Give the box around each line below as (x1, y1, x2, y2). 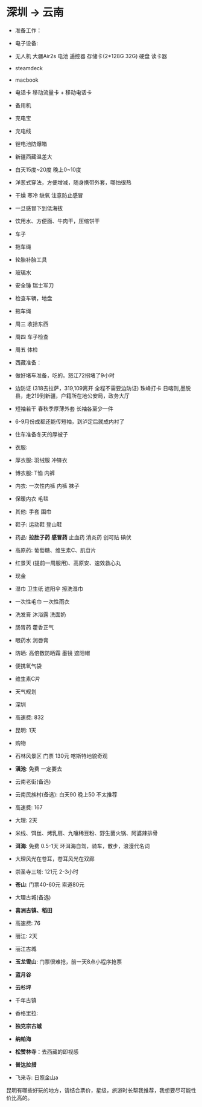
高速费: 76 (14, 919, 41, 927)
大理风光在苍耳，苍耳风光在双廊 (14, 855, 95, 862)
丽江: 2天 (14, 932, 38, 939)
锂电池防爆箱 (14, 140, 47, 147)
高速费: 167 (14, 803, 43, 811)
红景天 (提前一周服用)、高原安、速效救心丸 (14, 559, 121, 567)
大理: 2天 (14, 816, 38, 824)
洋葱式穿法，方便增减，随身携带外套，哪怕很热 (14, 179, 131, 186)
